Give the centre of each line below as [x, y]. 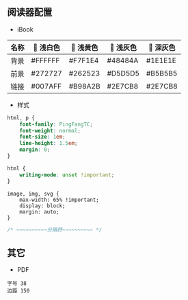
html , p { [21, 118]
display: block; [43, 206]
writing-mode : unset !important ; [67, 175]
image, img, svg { [33, 194]
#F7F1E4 [84, 60]
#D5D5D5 [123, 73]
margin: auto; [39, 211]
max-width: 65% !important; [59, 200]
